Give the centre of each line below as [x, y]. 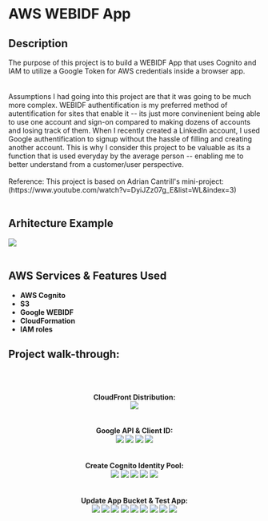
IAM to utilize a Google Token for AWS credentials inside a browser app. [127, 71]
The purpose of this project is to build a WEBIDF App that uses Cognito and [132, 62]
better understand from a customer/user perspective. [96, 164]
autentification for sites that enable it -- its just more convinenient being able [134, 113]
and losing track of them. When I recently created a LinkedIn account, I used [134, 130]
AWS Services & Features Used [88, 276]
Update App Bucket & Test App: [134, 501]
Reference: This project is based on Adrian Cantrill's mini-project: [116, 181]
